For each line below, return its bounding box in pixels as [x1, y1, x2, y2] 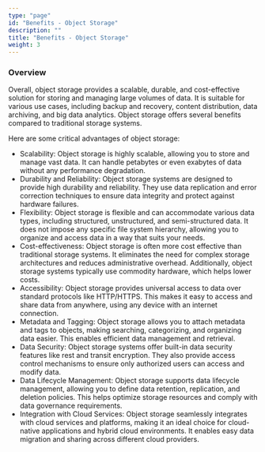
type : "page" [8, 11, 51, 20]
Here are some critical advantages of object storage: [8, 134, 180, 143]
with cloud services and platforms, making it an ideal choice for [19, 418, 227, 428]
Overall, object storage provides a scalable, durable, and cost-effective [8, 85, 240, 95]
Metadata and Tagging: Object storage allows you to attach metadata [19, 317, 245, 326]
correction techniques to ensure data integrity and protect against [19, 191, 235, 201]
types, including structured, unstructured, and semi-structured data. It [19, 217, 249, 226]
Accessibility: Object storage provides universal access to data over [19, 284, 241, 293]
